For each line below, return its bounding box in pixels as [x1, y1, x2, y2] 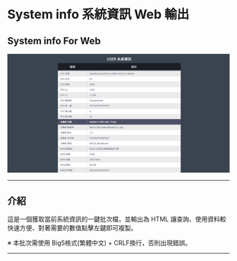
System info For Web [7, 34, 101, 46]
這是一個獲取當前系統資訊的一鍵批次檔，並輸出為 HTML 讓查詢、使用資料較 [7, 215, 226, 224]
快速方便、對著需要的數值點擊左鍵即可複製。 [7, 224, 138, 232]
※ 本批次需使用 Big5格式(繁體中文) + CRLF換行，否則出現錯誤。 [7, 238, 192, 247]
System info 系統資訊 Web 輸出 [7, 6, 190, 23]
